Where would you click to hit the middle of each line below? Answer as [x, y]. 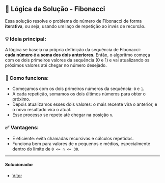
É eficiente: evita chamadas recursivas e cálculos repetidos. [73, 138]
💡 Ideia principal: [26, 39]
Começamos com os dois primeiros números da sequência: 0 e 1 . [78, 89]
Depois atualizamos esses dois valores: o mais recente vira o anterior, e [85, 104]
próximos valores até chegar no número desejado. [56, 65]
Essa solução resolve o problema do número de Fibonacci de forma [73, 21]
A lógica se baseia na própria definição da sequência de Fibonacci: [73, 50]
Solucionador [19, 165]
